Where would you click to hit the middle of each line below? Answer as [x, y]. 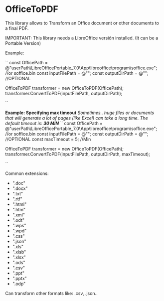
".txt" [18, 193]
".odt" [18, 220]
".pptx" [20, 278]
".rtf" [17, 199]
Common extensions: [27, 173]
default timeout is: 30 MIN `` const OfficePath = [54, 123]
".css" [18, 236]
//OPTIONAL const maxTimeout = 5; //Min [48, 139]
